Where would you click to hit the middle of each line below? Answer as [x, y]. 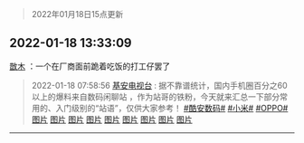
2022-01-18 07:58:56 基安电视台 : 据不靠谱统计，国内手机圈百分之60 [159, 85]
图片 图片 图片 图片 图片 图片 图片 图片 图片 [112, 119]
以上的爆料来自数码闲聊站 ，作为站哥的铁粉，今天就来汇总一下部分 [156, 96]
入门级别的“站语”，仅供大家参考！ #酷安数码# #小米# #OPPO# [172, 108]
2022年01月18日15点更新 [77, 14]
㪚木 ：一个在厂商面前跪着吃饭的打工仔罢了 [90, 66]
